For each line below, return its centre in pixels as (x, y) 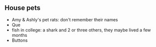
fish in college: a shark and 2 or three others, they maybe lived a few (81, 30)
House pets (22, 8)
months (19, 35)
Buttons (20, 40)
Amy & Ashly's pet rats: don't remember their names (65, 19)
